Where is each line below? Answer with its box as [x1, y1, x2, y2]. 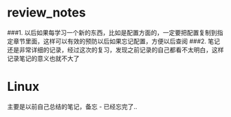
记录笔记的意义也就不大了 [7, 54, 80, 63]
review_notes [7, 5, 86, 21]
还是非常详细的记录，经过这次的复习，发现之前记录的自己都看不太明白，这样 [7, 45, 224, 54]
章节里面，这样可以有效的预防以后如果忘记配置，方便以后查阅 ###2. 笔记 [12, 36, 221, 45]
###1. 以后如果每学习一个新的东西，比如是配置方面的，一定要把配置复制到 [7, 28, 218, 36]
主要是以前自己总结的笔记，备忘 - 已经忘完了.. [7, 102, 137, 111]
